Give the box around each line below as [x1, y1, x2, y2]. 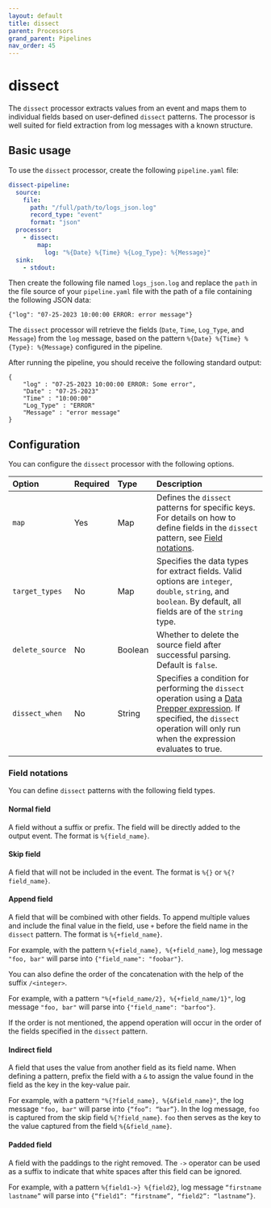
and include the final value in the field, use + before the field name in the [8, 921, 248, 931]
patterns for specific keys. [156, 502, 256, 514]
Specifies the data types [156, 556, 248, 567]
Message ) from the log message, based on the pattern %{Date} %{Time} [8, 333, 242, 343]
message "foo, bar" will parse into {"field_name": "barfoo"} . [8, 1002, 216, 1012]
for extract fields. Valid [156, 566, 242, 577]
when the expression [156, 733, 236, 745]
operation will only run [156, 724, 241, 735]
